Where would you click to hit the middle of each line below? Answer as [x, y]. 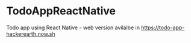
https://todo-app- [163, 27]
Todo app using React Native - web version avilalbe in [73, 27]
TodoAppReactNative [61, 11]
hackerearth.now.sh [31, 33]
